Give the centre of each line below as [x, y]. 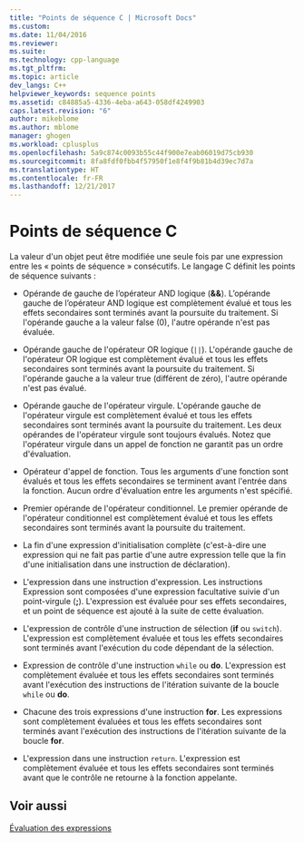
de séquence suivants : [53, 276]
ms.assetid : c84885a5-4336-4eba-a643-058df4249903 [107, 102]
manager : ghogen [40, 136]
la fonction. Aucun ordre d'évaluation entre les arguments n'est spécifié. [157, 491]
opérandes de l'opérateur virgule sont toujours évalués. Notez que [147, 435]
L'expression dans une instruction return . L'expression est [131, 759]
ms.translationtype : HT [54, 170]
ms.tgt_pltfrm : [38, 69]
